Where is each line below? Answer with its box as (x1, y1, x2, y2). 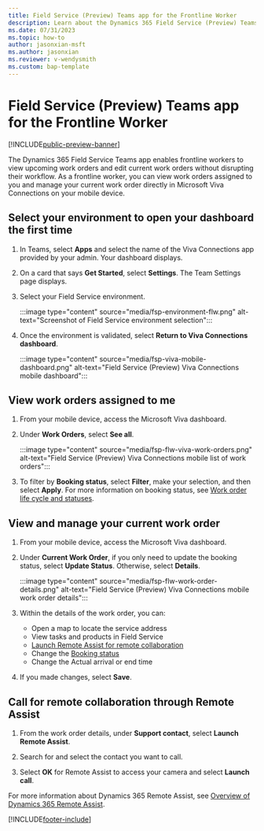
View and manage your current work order (8, 517, 221, 530)
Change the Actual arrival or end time (31, 657, 153, 666)
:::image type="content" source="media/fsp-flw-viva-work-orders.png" (19, 445, 253, 454)
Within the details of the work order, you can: (19, 608, 166, 618)
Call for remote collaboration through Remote (8, 695, 234, 709)
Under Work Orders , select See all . (19, 430, 134, 440)
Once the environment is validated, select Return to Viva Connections (19, 330, 248, 339)
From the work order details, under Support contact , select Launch (19, 728, 240, 737)
